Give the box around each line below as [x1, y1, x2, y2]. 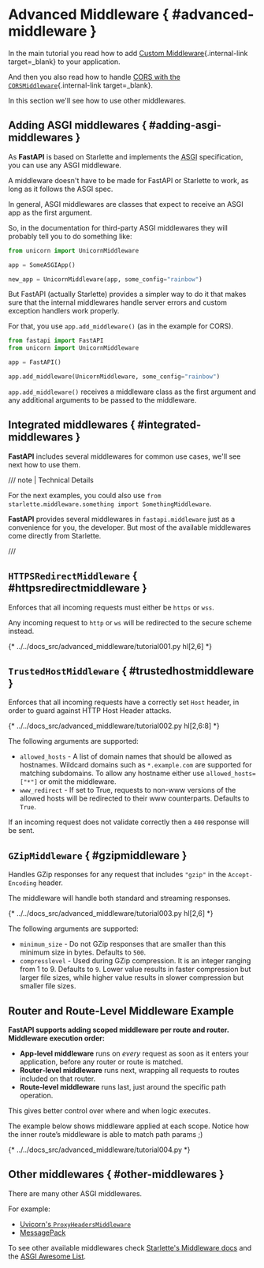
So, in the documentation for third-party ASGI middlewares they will [8, 223, 229, 232]
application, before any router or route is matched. [19, 1056, 184, 1067]
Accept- [228, 871, 254, 880]
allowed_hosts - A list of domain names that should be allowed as [19, 752, 232, 761]
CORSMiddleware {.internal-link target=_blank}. [8, 81, 154, 90]
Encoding [8, 880, 37, 887]
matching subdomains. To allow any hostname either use [19, 768, 205, 778]
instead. [8, 626, 35, 636]
